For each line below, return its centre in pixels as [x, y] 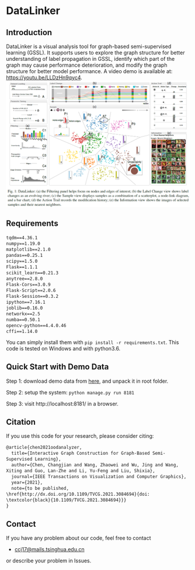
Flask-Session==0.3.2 [32, 296]
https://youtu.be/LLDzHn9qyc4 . [44, 78]
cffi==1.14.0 [22, 331]
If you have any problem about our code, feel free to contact [79, 538]
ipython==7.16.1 [26, 302]
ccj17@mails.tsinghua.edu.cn [49, 550]
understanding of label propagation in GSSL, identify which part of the [90, 59]
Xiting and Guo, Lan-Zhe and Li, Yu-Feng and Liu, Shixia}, [81, 471]
